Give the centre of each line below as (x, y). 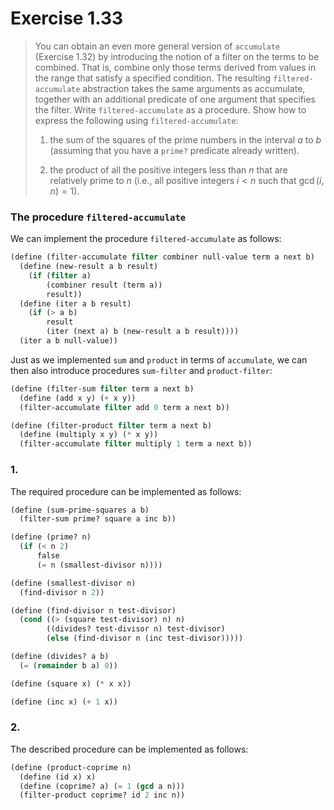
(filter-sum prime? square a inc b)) (98, 519)
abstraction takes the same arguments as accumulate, (194, 88)
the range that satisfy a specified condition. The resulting (153, 78)
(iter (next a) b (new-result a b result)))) (143, 332)
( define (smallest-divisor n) (73, 583)
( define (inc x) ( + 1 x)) (64, 702)
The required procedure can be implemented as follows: (126, 491)
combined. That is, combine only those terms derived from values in (175, 67)
